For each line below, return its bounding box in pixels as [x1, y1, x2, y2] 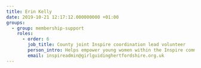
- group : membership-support [11, 25, 84, 31]
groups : [6, 20, 26, 25]
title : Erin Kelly [6, 8, 52, 15]
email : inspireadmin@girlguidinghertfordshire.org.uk [28, 53, 165, 59]
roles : [17, 31, 33, 37]
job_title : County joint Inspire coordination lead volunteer [28, 42, 186, 48]
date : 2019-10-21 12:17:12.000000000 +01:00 [6, 14, 119, 20]
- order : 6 [22, 36, 50, 42]
